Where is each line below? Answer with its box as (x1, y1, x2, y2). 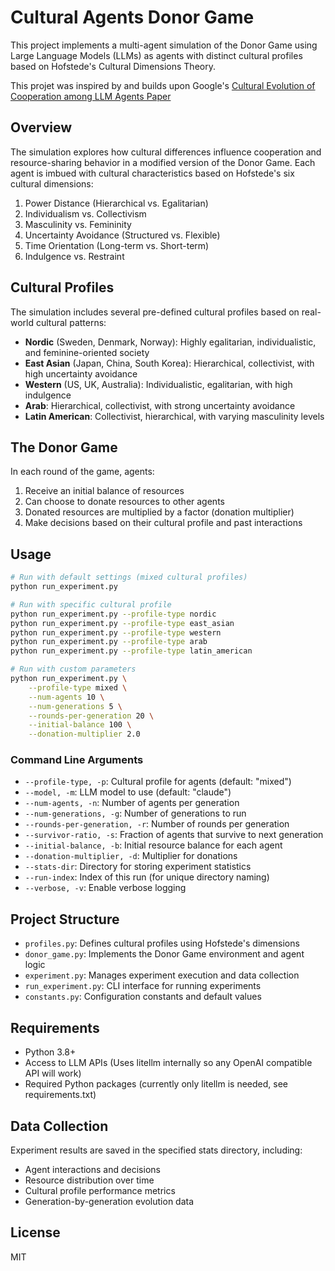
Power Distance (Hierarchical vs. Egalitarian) (24, 197, 209, 209)
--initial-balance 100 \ (28, 720, 132, 730)
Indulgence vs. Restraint (24, 250, 125, 262)
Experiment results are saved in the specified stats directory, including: (10, 1144, 303, 1156)
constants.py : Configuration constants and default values (24, 991, 262, 1003)
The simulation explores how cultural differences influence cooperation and (10, 146, 322, 158)
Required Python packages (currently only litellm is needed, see (24, 1078, 289, 1090)
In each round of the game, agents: (10, 466, 155, 478)
